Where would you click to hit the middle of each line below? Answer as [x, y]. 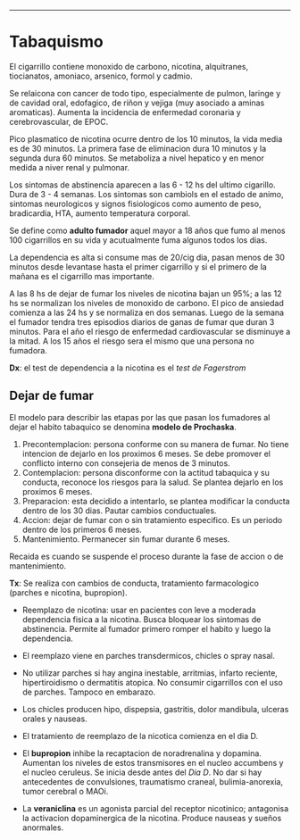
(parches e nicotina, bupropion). [68, 592]
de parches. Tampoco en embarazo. [89, 692]
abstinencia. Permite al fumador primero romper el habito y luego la [146, 628]
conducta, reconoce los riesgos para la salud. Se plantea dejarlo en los [153, 482]
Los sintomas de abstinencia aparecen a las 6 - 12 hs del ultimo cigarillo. [142, 185]
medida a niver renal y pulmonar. [70, 167]
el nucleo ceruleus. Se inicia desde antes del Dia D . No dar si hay [142, 772]
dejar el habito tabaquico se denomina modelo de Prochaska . [123, 427]
